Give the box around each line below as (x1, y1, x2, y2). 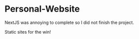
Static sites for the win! (4, 29, 51, 35)
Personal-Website (4, 3, 80, 15)
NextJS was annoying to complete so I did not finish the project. (4, 19, 135, 25)
